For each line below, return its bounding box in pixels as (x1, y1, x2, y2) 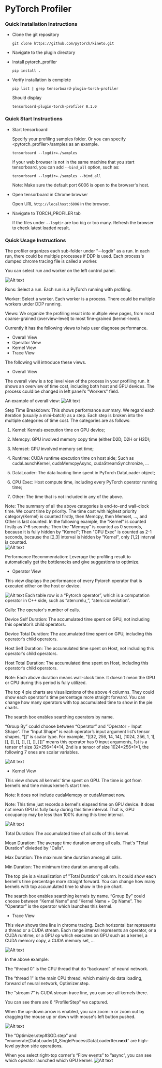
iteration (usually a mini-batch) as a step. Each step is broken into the (5, 413, 143, 418)
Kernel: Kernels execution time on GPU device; (12, 427, 105, 433)
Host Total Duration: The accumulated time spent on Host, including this (5, 660, 148, 666)
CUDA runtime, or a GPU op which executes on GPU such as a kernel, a (5, 933, 147, 938)
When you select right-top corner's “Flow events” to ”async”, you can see (5, 1052, 152, 1058)
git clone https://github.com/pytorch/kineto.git (12, 41, 115, 46)
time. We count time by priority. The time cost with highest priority (5, 508, 137, 514)
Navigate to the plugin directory (12, 50, 75, 55)
